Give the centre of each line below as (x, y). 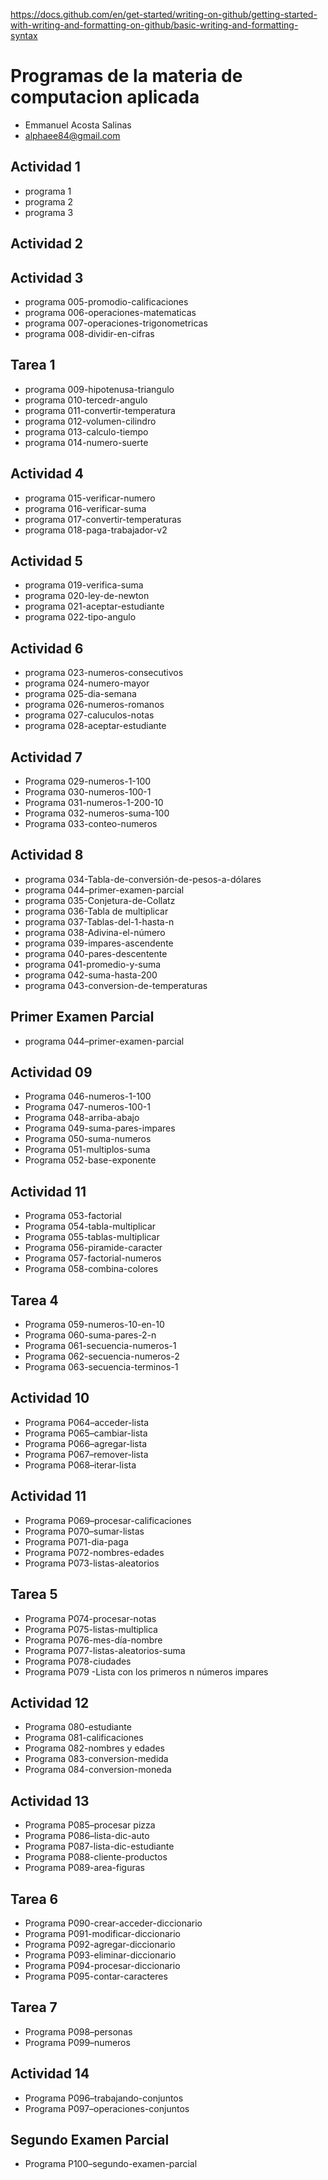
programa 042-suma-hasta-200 (91, 975)
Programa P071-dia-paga (76, 1541)
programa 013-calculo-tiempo (86, 431)
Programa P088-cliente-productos (96, 1857)
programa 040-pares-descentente (96, 953)
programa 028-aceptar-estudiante (95, 726)
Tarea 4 (34, 1300)
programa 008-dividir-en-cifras (89, 333)
